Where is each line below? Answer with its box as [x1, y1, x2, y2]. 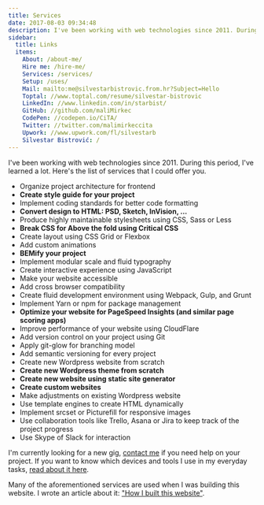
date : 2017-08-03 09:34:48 [8, 19, 97, 27]
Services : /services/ [22, 70, 93, 78]
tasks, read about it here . [8, 464, 89, 473]
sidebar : [8, 33, 37, 42]
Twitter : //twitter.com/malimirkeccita [22, 121, 153, 129]
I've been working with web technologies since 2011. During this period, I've [8, 158, 254, 167]
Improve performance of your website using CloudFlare [19, 324, 200, 333]
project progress [19, 424, 74, 433]
